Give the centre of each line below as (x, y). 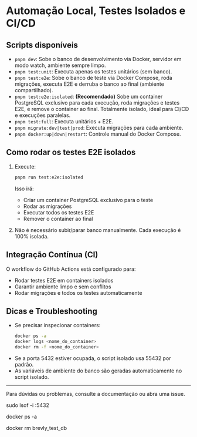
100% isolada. (31, 236)
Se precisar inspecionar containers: (57, 325)
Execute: (25, 166)
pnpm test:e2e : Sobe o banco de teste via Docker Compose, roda (94, 78)
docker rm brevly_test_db (37, 428)
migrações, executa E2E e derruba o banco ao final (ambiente (89, 84)
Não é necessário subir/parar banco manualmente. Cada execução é (98, 230)
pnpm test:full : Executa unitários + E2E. (64, 121)
